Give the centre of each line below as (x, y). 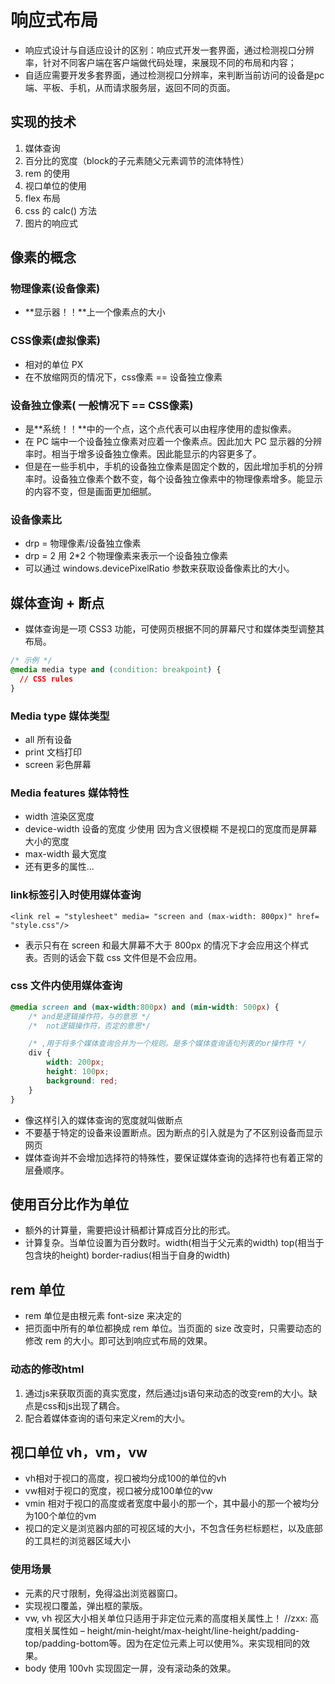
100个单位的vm (65, 1516)
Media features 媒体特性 (70, 793)
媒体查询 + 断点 (57, 602)
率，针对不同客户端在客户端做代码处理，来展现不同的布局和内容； (160, 62)
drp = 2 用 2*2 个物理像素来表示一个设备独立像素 (126, 556)
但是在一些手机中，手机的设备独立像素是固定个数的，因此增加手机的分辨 (173, 467)
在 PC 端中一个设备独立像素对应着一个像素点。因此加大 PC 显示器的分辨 (173, 442)
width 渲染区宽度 (59, 817)
